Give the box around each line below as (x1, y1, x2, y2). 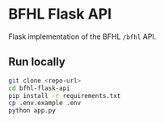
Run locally (8, 55, 66, 69)
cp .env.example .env (8, 99, 82, 108)
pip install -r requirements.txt (8, 91, 121, 100)
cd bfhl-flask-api (8, 84, 70, 92)
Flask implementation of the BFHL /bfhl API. (8, 32, 157, 41)
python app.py (8, 107, 57, 115)
